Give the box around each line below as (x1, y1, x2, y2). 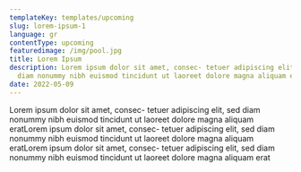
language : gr (9, 30, 58, 39)
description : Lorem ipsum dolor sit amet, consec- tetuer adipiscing (9, 64, 275, 73)
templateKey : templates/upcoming (9, 13, 134, 22)
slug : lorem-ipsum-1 (9, 21, 87, 30)
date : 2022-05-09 (9, 80, 74, 89)
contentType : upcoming (9, 38, 94, 47)
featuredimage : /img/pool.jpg (9, 47, 123, 56)
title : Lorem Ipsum (9, 55, 82, 64)
